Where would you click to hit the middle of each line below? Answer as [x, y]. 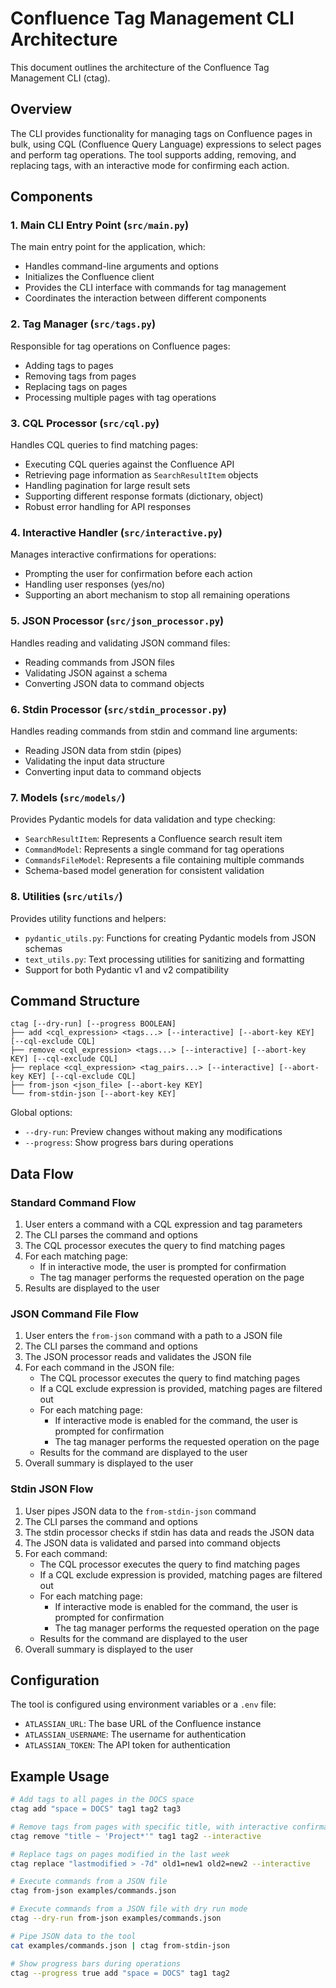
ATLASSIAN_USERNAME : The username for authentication [135, 1734]
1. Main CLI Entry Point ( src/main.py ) [100, 225]
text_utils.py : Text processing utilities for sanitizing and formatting [164, 959]
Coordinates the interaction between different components [145, 298]
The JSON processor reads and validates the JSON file [138, 1357]
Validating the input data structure [95, 761]
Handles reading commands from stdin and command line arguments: [154, 731]
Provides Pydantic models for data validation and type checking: [143, 819]
